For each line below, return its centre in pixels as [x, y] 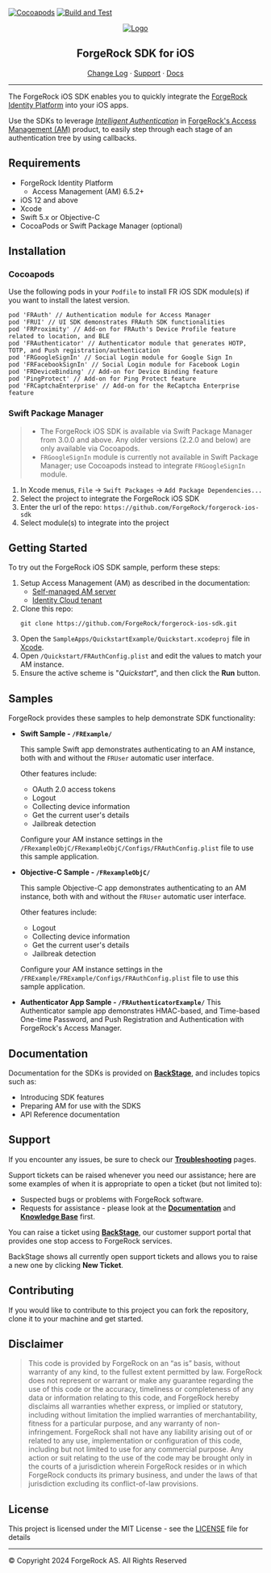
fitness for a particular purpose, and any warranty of [115, 1423]
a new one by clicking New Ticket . [66, 1265]
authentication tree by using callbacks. [73, 138]
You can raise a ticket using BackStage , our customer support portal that [130, 1232]
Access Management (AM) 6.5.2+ [88, 191]
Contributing [41, 1291]
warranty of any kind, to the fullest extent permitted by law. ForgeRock [145, 1372]
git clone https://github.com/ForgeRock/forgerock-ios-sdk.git [129, 624]
